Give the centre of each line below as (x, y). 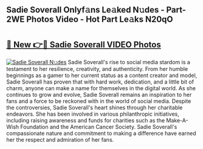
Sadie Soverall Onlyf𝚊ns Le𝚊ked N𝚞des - (85, 10)
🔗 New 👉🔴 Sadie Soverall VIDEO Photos (84, 45)
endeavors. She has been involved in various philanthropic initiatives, (93, 114)
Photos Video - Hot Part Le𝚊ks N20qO (100, 20)
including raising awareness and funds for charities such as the (86, 120)
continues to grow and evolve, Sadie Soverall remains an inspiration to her (99, 94)
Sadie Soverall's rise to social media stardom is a (129, 62)
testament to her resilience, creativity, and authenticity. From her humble (97, 69)
